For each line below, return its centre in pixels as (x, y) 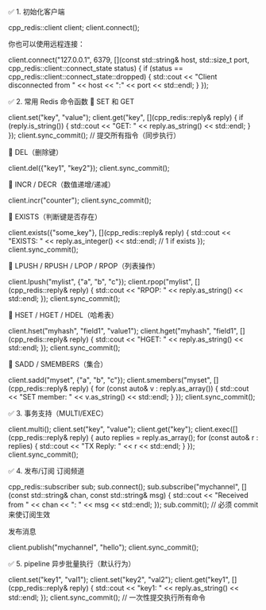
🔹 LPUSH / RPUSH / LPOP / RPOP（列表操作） (84, 266)
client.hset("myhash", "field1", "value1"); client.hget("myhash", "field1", (123, 331)
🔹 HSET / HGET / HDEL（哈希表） (63, 315)
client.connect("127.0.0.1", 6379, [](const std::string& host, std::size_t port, (129, 60)
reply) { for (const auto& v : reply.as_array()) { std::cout (159, 388)
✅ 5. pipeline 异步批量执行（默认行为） (72, 564)
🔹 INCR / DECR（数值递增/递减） (62, 184)
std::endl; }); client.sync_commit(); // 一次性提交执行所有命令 (107, 597)
